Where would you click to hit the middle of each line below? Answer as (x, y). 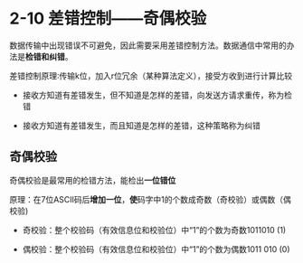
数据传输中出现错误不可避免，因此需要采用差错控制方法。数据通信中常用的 (148, 45)
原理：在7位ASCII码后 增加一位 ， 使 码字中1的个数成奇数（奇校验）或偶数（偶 (151, 199)
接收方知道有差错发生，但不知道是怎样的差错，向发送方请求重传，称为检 (157, 95)
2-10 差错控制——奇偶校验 (108, 19)
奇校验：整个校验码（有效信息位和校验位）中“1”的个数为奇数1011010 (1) (154, 230)
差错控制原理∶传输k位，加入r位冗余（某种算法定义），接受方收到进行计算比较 (151, 75)
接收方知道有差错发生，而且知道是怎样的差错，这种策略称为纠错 (141, 125)
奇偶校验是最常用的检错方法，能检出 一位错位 (93, 180)
